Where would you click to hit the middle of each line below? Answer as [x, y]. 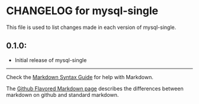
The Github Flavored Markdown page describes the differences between [95, 88]
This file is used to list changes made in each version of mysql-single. [91, 27]
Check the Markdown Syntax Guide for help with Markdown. [80, 77]
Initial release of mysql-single [51, 60]
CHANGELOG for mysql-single [82, 11]
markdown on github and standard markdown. [62, 95]
